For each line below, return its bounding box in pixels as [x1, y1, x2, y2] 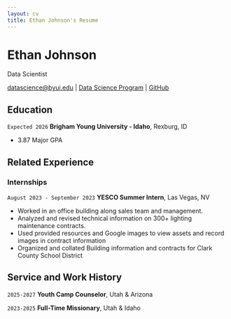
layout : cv [7, 10, 39, 17]
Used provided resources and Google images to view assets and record [17, 229, 225, 237]
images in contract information [17, 236, 106, 245]
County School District [17, 251, 83, 260]
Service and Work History [7, 271, 122, 283]
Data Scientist [7, 70, 48, 78]
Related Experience [7, 156, 94, 168]
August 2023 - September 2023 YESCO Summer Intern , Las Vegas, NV [7, 193, 210, 201]
